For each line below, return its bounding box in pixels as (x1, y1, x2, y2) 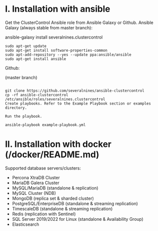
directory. (5, 105, 27, 110)
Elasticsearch (12, 221, 39, 227)
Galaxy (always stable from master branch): (5, 24, 93, 30)
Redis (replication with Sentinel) (12, 211, 76, 217)
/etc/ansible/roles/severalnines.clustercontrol (5, 97, 105, 102)
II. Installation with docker (5, 139, 112, 150)
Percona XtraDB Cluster (12, 174, 60, 180)
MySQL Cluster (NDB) (12, 190, 56, 196)
